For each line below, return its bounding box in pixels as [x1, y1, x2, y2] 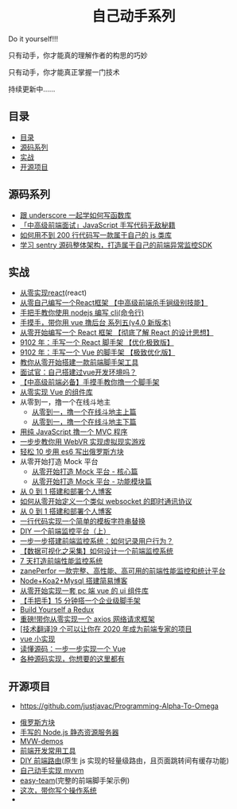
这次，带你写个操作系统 [19, 786, 97, 795]
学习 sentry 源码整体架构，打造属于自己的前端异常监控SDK [19, 240, 212, 250]
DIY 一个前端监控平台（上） [19, 526, 111, 536]
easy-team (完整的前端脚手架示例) [19, 776, 130, 785]
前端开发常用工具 [19, 746, 76, 756]
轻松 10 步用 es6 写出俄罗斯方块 [19, 447, 125, 457]
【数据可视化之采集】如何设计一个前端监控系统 [19, 546, 173, 556]
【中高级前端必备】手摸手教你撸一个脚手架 [19, 377, 160, 387]
